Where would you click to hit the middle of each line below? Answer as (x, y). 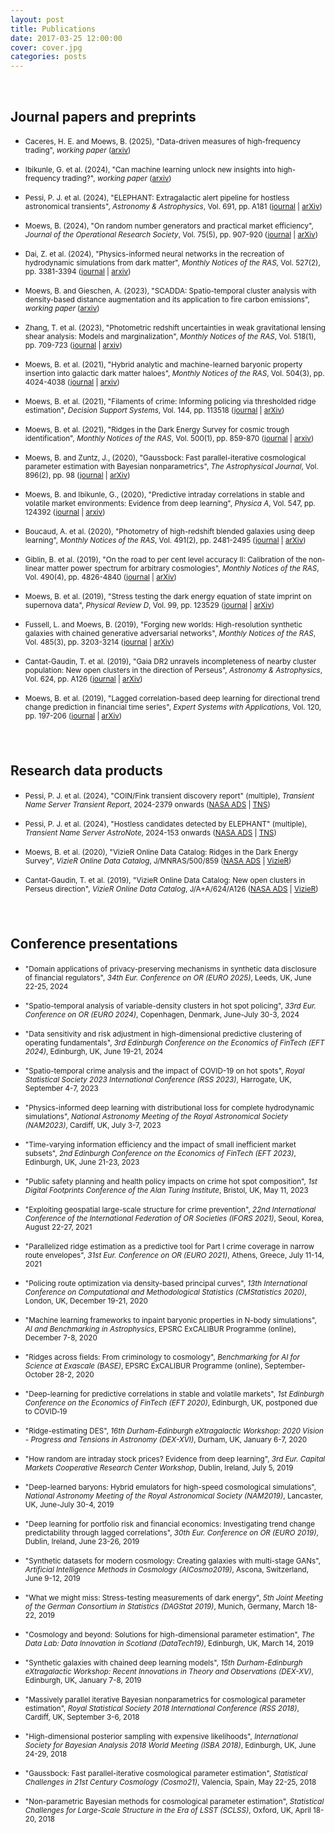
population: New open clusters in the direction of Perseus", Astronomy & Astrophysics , (173, 670)
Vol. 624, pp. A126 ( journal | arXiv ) (83, 679)
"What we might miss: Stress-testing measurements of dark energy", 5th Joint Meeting (174, 1597)
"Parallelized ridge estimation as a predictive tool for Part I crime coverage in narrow (169, 1246)
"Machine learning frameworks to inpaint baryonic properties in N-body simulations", (170, 1320)
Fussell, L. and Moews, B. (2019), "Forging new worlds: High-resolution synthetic (163, 624)
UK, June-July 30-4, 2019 (69, 1504)
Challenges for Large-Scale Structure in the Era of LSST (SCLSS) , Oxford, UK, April (168, 1810)
